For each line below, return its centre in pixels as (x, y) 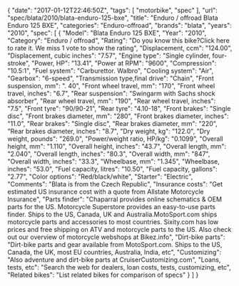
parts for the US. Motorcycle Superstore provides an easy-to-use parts (112, 207)
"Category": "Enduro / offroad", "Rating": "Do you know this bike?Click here (118, 41)
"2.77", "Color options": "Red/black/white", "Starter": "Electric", (100, 176)
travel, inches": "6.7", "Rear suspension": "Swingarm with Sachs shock (111, 93)
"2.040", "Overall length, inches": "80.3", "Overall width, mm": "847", (109, 154)
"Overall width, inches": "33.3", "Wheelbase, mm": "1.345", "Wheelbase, (113, 161)
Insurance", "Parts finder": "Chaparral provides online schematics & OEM (115, 199)
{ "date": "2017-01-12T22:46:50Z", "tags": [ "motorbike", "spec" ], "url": (112, 10)
